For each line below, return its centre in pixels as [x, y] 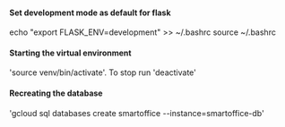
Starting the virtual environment [70, 53]
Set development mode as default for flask [91, 13]
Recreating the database [56, 93]
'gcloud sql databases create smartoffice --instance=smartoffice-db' [137, 113]
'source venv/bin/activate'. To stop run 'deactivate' [103, 72]
